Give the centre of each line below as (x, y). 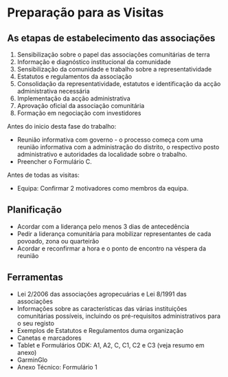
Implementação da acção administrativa (73, 98)
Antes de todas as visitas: (44, 175)
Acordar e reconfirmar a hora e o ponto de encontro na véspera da (112, 248)
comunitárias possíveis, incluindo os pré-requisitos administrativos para (119, 316)
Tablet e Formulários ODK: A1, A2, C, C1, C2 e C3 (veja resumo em (111, 345)
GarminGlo (32, 360)
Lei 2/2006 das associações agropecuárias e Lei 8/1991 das (102, 294)
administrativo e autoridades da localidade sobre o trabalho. (102, 154)
